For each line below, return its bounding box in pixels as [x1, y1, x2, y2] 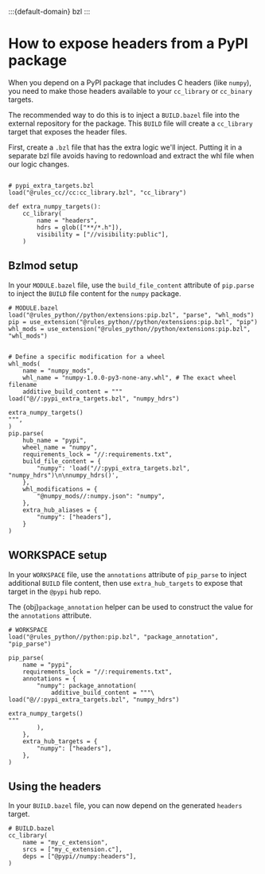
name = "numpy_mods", [22, 366, 94, 375]
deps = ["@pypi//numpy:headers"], [22, 853, 137, 860]
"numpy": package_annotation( [37, 681, 137, 689]
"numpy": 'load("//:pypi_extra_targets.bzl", [37, 464, 191, 472]
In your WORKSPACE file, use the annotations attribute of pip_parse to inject [8, 569, 247, 579]
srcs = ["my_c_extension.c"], [22, 845, 123, 854]
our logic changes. [8, 159, 70, 169]
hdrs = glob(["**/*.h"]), [37, 223, 123, 232]
